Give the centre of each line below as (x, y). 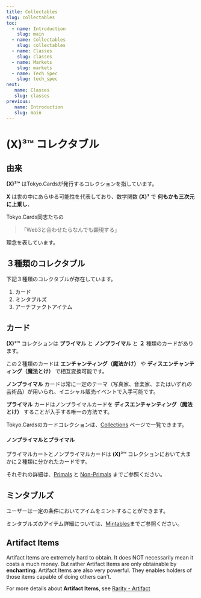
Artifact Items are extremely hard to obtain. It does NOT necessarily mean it (100, 557)
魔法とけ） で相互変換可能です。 (67, 371)
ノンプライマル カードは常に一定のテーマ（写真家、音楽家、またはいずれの (99, 384)
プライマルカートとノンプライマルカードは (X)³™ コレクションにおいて (93, 454)
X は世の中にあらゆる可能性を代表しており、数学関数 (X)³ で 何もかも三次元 (100, 197)
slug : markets (35, 68)
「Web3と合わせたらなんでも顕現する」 (70, 230)
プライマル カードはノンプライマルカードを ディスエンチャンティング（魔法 (100, 404)
